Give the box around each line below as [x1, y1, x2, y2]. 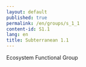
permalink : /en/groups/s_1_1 [6, 20, 80, 26]
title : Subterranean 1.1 [6, 37, 69, 43]
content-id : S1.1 [6, 26, 50, 32]
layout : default [6, 9, 47, 15]
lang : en [6, 32, 28, 38]
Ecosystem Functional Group [6, 54, 79, 61]
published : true [6, 15, 47, 21]
